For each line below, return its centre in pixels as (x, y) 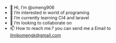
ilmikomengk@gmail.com (35, 35)
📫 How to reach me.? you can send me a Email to (60, 28)
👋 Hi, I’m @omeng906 (32, 7)
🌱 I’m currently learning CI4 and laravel (49, 18)
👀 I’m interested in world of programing (50, 13)
